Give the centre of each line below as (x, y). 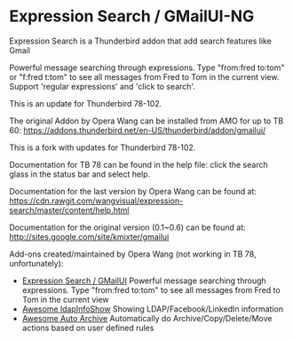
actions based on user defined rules (88, 328)
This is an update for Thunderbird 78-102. (86, 103)
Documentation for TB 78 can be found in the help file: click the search (139, 164)
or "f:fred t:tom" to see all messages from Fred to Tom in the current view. (144, 76)
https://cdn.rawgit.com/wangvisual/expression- (96, 201)
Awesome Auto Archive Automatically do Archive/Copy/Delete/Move (147, 318)
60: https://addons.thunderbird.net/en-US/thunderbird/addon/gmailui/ (138, 130)
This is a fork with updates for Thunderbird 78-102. (103, 147)
